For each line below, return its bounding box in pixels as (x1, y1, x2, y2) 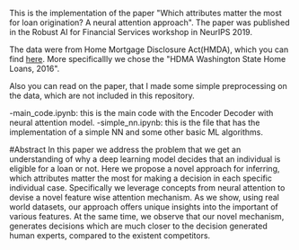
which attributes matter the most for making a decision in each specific (9, 173, 272, 183)
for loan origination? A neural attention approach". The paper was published (9, 17, 290, 28)
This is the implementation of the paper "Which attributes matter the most (9, 8, 283, 18)
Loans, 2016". (9, 63, 60, 74)
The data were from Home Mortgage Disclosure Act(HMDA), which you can (9, 44, 289, 55)
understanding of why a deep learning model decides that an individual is (9, 154, 281, 165)
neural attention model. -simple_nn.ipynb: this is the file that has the (9, 117, 260, 128)
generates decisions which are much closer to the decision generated (9, 220, 268, 231)
